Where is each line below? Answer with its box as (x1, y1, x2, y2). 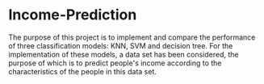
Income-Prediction (8, 6, 137, 24)
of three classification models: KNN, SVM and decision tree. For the (8, 40, 233, 50)
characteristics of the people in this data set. (8, 66, 157, 76)
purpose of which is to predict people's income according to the (8, 58, 222, 68)
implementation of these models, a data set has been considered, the (8, 49, 239, 59)
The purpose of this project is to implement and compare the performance (8, 32, 256, 42)
